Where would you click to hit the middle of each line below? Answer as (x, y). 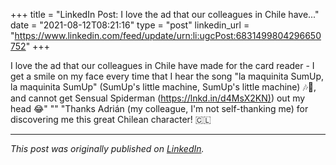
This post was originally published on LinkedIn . (107, 148)
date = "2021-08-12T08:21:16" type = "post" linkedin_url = (130, 25)
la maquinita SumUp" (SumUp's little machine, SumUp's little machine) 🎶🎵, (163, 87)
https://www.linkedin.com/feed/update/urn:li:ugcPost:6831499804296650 (168, 35)
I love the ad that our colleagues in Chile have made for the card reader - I (162, 65)
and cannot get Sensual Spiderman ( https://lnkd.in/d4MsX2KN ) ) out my (158, 98)
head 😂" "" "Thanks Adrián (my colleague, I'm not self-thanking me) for (159, 108)
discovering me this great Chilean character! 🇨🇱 (111, 119)
